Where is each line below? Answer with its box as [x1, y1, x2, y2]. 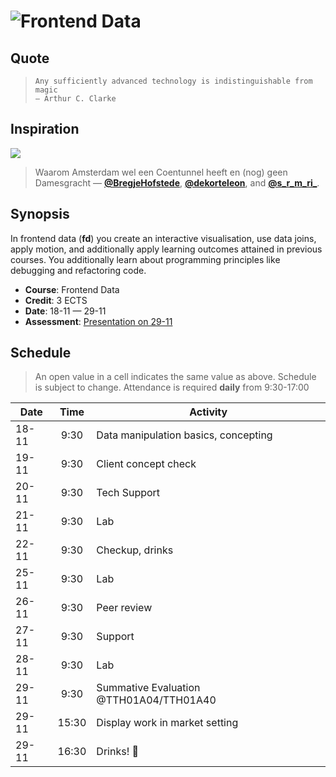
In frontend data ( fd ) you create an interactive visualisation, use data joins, [10, 232, 317, 244]
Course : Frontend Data [24, 283, 120, 295]
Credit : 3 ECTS [24, 294, 88, 306]
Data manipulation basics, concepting [96, 428, 273, 442]
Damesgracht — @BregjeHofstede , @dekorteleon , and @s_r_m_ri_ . [34, 176, 320, 189]
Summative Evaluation [96, 681, 201, 695]
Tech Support [96, 486, 161, 500]
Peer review [96, 601, 153, 615]
